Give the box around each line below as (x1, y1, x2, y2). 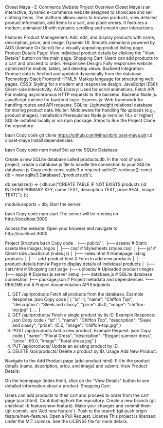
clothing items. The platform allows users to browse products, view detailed (5, 15, 157, 20)
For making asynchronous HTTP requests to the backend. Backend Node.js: (5, 91, 157, 97)
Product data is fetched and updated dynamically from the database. (5, 71, 143, 76)
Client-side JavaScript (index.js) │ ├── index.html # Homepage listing (5, 250, 146, 256)
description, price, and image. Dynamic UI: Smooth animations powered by (5, 40, 155, 45)
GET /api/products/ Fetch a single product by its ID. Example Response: (12, 312, 156, 317)
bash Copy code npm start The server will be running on (5, 211, 118, 217)
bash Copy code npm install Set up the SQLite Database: (5, 147, 119, 153)
